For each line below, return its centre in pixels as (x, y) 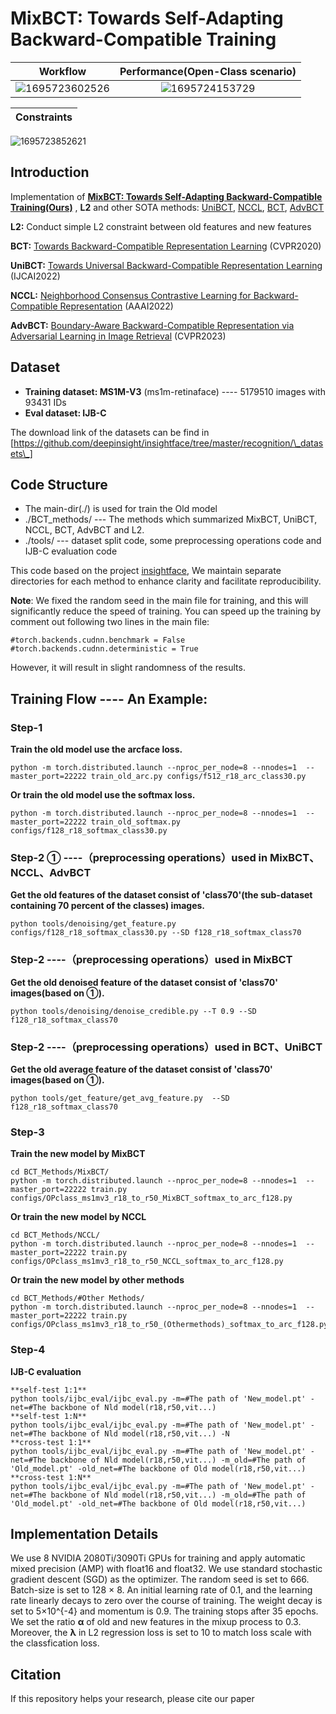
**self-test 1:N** (48, 1416)
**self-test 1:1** (48, 1390)
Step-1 (26, 727)
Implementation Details (84, 1533)
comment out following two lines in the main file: (110, 622)
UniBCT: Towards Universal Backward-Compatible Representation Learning (166, 265)
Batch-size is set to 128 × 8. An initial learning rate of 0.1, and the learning (161, 1590)
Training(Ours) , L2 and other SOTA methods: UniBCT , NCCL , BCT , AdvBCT (167, 207)
